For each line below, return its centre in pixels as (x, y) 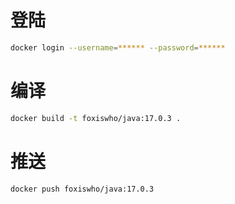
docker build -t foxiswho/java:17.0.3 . (96, 118)
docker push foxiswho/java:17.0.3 (82, 189)
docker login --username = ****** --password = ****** (118, 47)
